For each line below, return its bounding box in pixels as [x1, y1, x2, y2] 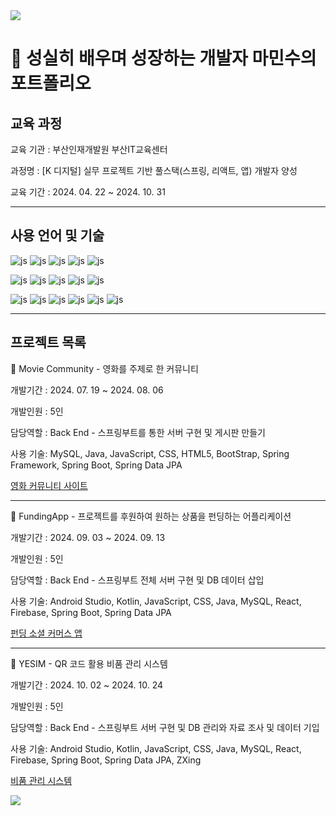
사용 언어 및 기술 [10, 227, 105, 244]
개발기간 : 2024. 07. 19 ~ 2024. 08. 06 [10, 384, 164, 396]
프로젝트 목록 [10, 334, 87, 351]
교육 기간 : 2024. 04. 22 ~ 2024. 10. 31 [10, 186, 166, 198]
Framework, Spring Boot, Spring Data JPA [10, 459, 183, 471]
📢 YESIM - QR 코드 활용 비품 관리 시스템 [10, 657, 168, 669]
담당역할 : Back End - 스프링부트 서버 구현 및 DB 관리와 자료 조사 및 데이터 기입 [10, 721, 320, 733]
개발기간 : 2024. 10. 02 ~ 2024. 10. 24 [10, 679, 164, 691]
